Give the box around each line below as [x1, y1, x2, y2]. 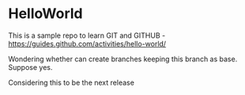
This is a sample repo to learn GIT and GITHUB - [8, 31, 166, 40]
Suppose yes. [8, 62, 53, 71]
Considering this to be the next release [8, 78, 134, 87]
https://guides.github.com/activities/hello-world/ [8, 38, 167, 48]
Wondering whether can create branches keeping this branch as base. [8, 54, 238, 64]
